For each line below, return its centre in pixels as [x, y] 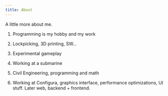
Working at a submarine [37, 63]
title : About [19, 10]
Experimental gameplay [37, 53]
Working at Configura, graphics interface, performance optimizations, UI [88, 82]
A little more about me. [29, 24]
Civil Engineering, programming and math [56, 73]
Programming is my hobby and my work [54, 34]
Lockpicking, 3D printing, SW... [45, 44]
